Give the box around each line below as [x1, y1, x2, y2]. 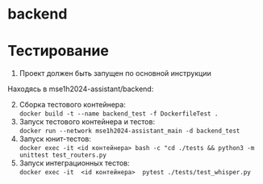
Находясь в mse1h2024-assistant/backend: [7, 84, 154, 94]
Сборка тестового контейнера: [19, 100, 126, 110]
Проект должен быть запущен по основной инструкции [19, 69, 211, 78]
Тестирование [7, 42, 110, 61]
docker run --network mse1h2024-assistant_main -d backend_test [19, 127, 240, 136]
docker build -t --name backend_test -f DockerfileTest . [19, 110, 219, 118]
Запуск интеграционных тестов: [19, 158, 130, 168]
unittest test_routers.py [19, 151, 106, 160]
